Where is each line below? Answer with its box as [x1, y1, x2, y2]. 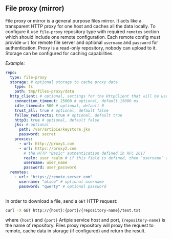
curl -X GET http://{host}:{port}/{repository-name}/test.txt [5, 208, 141, 213]
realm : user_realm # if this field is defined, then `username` [24, 155, 164, 160]
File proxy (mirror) [5, 4, 64, 13]
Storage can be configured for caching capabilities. [5, 50, 114, 56]
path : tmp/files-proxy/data [14, 89, 74, 94]
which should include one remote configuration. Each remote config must [5, 34, 160, 40]
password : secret [18, 132, 56, 137]
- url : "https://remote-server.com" [14, 175, 93, 180]
